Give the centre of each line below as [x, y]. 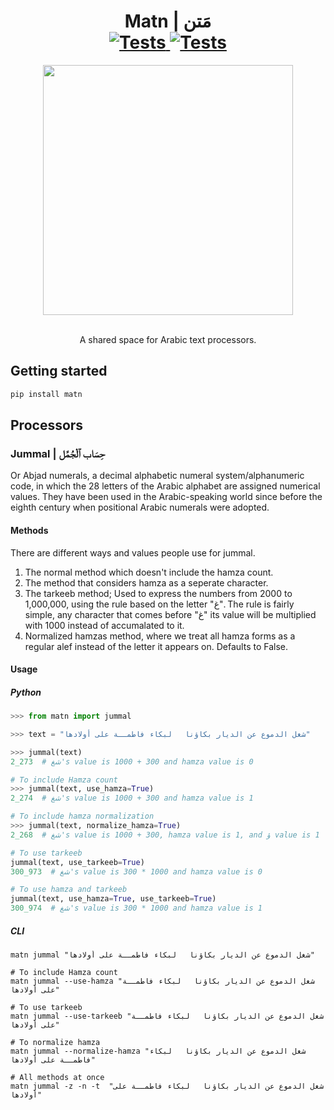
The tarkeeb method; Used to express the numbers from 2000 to [158, 593]
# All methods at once [57, 1078]
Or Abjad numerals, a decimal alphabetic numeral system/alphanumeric [157, 476]
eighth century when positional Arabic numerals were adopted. [140, 507]
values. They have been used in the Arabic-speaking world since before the [166, 497]
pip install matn [46, 394]
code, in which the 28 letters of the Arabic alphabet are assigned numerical [165, 486]
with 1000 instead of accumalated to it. [104, 625]
